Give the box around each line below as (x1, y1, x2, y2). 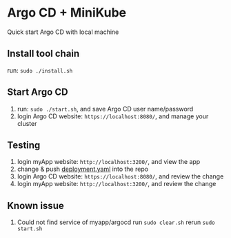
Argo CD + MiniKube (7, 5, 126, 21)
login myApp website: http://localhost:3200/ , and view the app (17, 158, 201, 166)
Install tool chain (7, 48, 80, 59)
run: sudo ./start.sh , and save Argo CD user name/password (17, 104, 194, 113)
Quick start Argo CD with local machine (7, 28, 119, 36)
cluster (17, 119, 37, 127)
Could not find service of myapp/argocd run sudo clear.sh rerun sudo (17, 218, 215, 226)
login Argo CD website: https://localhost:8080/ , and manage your (17, 112, 209, 120)
